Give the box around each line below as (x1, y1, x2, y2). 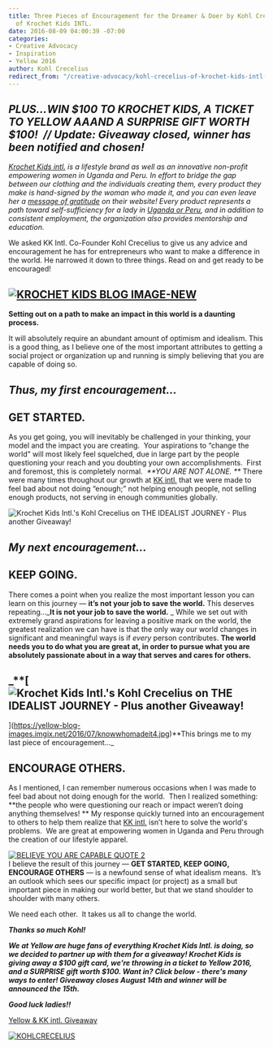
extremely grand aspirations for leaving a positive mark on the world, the (8, 615, 252, 626)
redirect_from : (8, 72, 60, 80)
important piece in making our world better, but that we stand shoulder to (8, 885, 253, 894)
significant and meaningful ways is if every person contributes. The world (8, 633, 256, 643)
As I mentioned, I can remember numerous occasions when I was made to (8, 783, 257, 793)
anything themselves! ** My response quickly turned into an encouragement (8, 809, 265, 819)
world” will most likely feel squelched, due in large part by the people (8, 449, 240, 459)
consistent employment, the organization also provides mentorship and (8, 214, 248, 223)
